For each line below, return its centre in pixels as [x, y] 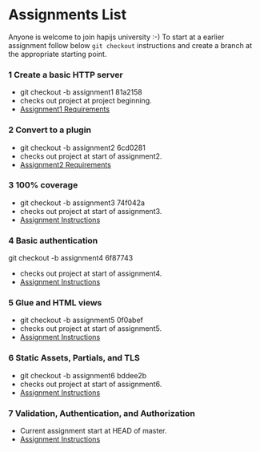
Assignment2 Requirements [66, 164]
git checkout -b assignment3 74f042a [82, 203]
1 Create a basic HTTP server [66, 75]
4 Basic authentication [53, 240]
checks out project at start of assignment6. [91, 384]
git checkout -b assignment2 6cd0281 [82, 147]
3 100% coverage [43, 185]
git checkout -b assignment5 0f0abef [82, 320]
